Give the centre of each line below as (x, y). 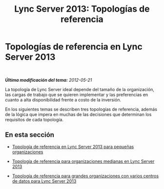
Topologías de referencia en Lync (74, 47)
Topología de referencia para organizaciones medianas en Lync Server (83, 161)
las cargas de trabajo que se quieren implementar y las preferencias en (77, 94)
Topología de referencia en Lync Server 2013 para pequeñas (73, 147)
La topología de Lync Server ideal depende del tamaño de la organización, (80, 89)
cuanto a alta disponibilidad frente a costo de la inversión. (63, 100)
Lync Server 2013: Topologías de (82, 9)
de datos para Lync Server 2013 (44, 181)
